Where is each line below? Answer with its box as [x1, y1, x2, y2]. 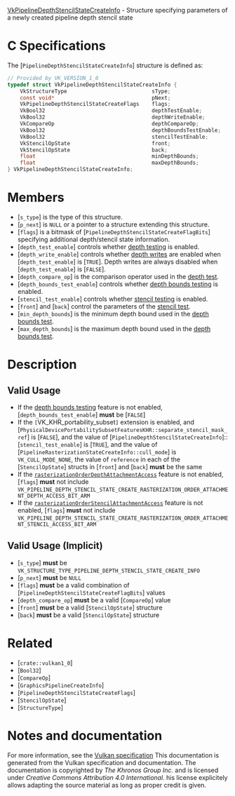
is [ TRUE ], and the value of [83, 440, 158, 448]
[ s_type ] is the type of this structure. [17, 213, 123, 221]
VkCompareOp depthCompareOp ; [20, 121, 199, 128]
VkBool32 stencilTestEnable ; [20, 133, 209, 140]
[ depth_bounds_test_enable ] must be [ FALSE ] [17, 410, 146, 419]
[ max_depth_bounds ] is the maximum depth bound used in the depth [17, 325, 211, 332]
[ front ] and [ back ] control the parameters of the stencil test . [17, 302, 191, 311]
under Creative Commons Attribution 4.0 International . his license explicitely [7, 773, 228, 781]
